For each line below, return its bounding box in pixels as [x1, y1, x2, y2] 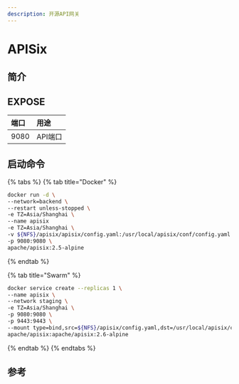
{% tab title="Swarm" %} [7, 271, 81, 279]
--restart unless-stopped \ [7, 204, 91, 212]
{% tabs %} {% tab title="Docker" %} [7, 177, 117, 186]
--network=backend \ [7, 198, 69, 205]
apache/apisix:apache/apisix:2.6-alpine [7, 331, 129, 338]
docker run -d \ [7, 191, 55, 198]
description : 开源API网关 [7, 10, 80, 18]
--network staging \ [7, 298, 69, 305]
